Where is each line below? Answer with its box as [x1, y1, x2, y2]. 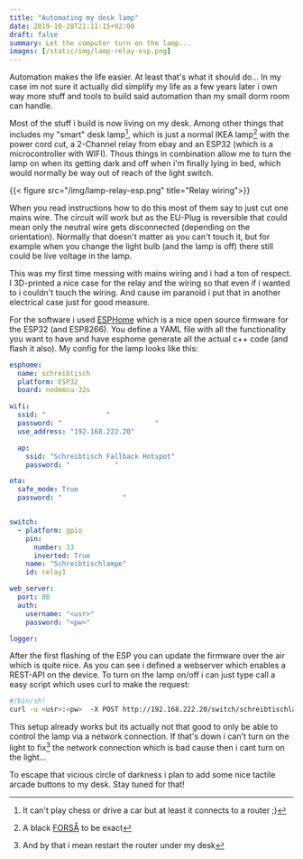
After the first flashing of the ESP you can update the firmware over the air [9, 650, 286, 661]
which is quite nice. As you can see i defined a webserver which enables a [9, 660, 286, 671]
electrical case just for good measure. [9, 296, 151, 307]
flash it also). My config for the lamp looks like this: [9, 342, 198, 353]
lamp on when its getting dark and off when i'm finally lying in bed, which [9, 157, 281, 168]
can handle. [9, 100, 53, 111]
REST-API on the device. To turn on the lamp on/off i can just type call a [9, 669, 276, 680]
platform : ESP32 [17, 377, 78, 387]
